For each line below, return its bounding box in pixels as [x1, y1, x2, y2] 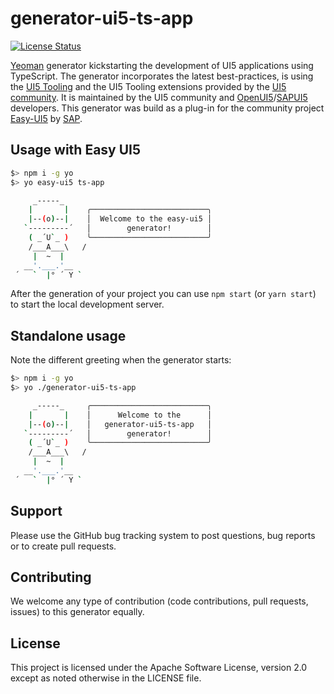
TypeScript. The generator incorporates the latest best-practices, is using [10, 70, 314, 82]
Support [10, 503, 63, 520]
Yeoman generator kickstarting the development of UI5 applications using [10, 59, 314, 71]
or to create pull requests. [10, 540, 117, 552]
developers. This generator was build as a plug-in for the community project [10, 102, 325, 114]
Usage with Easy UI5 [10, 142, 142, 159]
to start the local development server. [10, 298, 165, 311]
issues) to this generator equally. [10, 606, 145, 618]
